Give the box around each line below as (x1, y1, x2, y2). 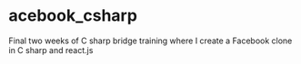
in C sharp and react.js (8, 44, 94, 55)
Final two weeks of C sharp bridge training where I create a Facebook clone (8, 35, 293, 46)
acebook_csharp (8, 5, 138, 26)
